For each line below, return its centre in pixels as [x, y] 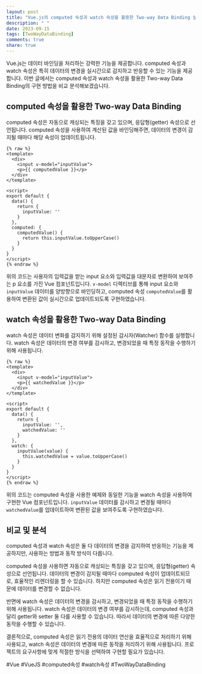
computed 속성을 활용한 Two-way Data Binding [94, 107]
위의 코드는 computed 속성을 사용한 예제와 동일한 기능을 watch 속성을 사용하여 [99, 494]
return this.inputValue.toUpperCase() [71, 238]
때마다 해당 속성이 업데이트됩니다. [57, 137]
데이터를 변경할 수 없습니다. [50, 589]
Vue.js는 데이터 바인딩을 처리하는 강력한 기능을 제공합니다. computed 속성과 [96, 63]
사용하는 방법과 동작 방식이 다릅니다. [71, 553]
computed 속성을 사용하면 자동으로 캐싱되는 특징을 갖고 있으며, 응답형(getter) [98, 566]
